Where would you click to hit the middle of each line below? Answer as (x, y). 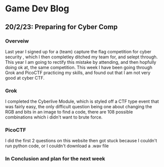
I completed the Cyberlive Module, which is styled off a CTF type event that (82, 101)
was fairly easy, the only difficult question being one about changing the (79, 107)
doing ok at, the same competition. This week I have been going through (79, 67)
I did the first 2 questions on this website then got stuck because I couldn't (81, 141)
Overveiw (17, 41)
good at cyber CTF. (25, 78)
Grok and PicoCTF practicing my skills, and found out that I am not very (78, 73)
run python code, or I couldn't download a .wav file (57, 146)
